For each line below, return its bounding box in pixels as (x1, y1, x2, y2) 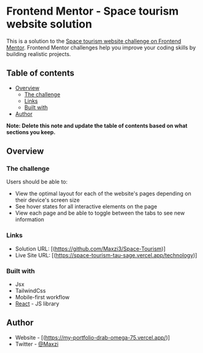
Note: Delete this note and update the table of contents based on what (6, 122, 188, 129)
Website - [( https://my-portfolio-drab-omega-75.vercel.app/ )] (15, 333, 170, 341)
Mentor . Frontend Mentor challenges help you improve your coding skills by (6, 44, 196, 51)
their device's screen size (15, 196, 80, 204)
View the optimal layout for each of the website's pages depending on (15, 190, 192, 198)
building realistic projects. (6, 50, 71, 57)
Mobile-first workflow (15, 294, 70, 301)
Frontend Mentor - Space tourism (6, 4, 179, 18)
